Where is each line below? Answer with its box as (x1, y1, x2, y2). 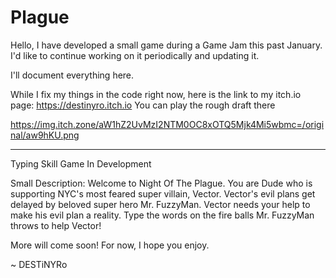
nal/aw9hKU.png (10, 129, 80, 141)
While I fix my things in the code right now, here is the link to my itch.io (10, 88, 302, 100)
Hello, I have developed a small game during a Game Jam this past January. (10, 39, 323, 51)
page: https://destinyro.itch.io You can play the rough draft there (10, 99, 276, 111)
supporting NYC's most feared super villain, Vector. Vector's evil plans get (10, 187, 316, 200)
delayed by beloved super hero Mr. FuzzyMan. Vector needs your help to (10, 198, 311, 210)
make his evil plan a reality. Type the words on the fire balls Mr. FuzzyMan (10, 209, 315, 221)
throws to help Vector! (10, 219, 102, 231)
